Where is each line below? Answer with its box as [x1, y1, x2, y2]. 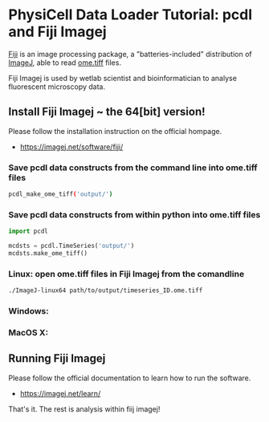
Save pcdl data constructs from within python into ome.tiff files [8, 209, 261, 220]
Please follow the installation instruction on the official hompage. [8, 126, 222, 136]
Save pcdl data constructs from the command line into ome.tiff [8, 162, 259, 173]
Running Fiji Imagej [8, 351, 106, 366]
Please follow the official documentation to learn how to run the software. [8, 373, 251, 383]
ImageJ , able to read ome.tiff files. [8, 58, 122, 67]
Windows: [8, 305, 50, 316]
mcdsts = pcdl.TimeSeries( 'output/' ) [8, 242, 135, 250]
